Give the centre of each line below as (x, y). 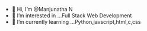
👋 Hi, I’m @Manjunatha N (42, 9)
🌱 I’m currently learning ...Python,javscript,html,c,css (76, 22)
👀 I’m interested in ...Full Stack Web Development (72, 15)
